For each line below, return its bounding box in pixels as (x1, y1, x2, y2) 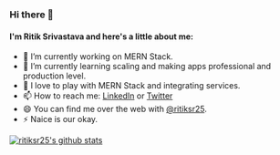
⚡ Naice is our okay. (22, 114, 99, 125)
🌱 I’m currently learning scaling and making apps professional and (22, 61, 272, 72)
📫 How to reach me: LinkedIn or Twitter (22, 90, 173, 101)
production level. (22, 70, 87, 81)
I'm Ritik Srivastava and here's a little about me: (9, 31, 194, 42)
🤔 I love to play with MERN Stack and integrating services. (22, 80, 241, 91)
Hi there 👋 (9, 8, 55, 21)
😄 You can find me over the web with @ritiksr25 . (22, 104, 208, 115)
